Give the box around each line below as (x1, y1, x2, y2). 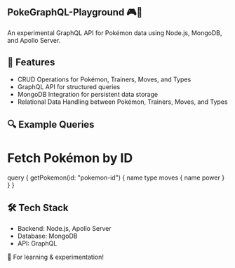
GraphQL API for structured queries (17, 82, 121, 91)
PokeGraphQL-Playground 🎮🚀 (7, 6, 143, 18)
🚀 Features (7, 56, 55, 69)
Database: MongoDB (17, 232, 78, 240)
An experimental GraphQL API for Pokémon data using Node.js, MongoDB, (7, 28, 222, 37)
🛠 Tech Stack (7, 202, 69, 214)
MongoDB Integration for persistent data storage (17, 90, 159, 98)
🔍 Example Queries (7, 119, 95, 130)
